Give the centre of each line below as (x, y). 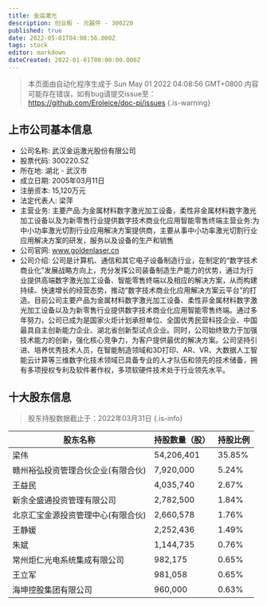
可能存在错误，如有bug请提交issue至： (92, 93)
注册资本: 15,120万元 (53, 190)
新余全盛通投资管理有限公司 (65, 500)
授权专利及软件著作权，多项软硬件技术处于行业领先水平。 (135, 370)
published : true (35, 30)
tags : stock (28, 45)
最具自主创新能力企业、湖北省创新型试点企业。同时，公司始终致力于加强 (138, 330)
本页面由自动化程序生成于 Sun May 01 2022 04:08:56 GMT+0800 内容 (143, 84)
